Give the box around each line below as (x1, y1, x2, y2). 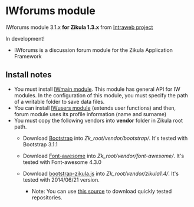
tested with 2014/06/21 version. (22, 176, 100, 183)
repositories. (31, 193, 63, 201)
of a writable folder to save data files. (14, 98, 105, 105)
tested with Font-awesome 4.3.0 (22, 158, 101, 166)
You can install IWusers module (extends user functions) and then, (14, 104, 176, 111)
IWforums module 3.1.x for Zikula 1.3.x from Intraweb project (5, 24, 153, 31)
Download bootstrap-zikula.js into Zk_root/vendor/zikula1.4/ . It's (22, 170, 179, 177)
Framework (14, 52, 42, 60)
